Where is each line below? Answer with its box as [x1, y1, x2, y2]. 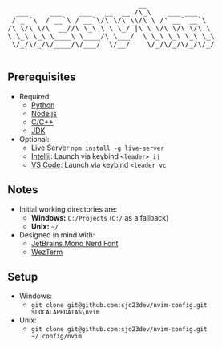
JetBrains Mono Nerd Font [30, 238, 119, 248]
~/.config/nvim [30, 333, 82, 341]
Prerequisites [7, 71, 76, 84]
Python [30, 100, 55, 110]
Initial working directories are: [18, 204, 118, 214]
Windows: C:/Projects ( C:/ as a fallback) [30, 212, 169, 222]
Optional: [18, 134, 50, 144]
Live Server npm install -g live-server [30, 143, 165, 152]
